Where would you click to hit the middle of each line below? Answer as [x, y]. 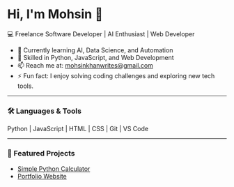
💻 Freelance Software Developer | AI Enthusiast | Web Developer [101, 33]
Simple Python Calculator [54, 169]
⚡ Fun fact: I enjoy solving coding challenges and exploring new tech [116, 75]
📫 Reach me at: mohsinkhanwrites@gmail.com [85, 65]
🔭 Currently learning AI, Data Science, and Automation [95, 50]
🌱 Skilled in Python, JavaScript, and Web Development [95, 57]
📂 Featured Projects [41, 154]
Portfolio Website [42, 176]
